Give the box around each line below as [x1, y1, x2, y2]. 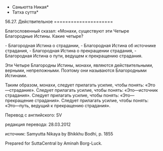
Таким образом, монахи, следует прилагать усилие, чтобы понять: [5, 82, 145, 88]
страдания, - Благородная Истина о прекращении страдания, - [5, 48, 137, 53]
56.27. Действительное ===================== [5, 19, 113, 24]
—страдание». [5, 87, 35, 93]
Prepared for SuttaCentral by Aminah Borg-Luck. [5, 140, 103, 146]
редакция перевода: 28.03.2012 [5, 121, 71, 127]
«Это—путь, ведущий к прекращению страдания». [5, 103, 111, 108]
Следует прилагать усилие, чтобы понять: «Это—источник [36, 87, 158, 93]
